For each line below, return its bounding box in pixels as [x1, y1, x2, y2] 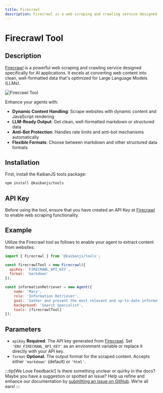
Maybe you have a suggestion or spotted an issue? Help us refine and [5, 373, 145, 379]
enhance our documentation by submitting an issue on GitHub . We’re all [5, 378, 149, 384]
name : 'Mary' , [14, 289, 42, 294]
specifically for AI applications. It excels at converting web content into [5, 70, 147, 76]
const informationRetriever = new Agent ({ [5, 285, 92, 290]
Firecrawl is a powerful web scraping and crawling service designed [5, 65, 142, 70]
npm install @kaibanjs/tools [5, 180, 64, 186]
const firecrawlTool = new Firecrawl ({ [5, 262, 86, 267]
